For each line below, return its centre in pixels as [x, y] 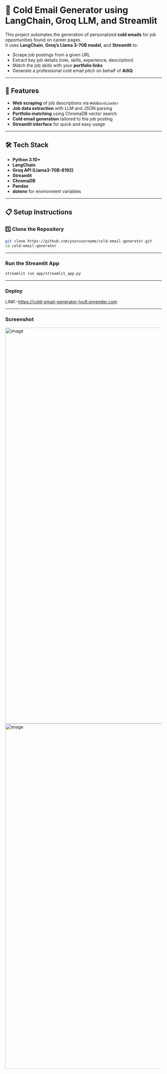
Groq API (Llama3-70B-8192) [43, 170]
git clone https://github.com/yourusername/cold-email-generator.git [79, 241]
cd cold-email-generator [31, 246]
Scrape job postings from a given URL [51, 55]
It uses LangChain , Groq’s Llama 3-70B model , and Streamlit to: [72, 45]
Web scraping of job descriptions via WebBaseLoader [66, 103]
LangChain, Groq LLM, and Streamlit [81, 21]
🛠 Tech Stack [27, 145]
